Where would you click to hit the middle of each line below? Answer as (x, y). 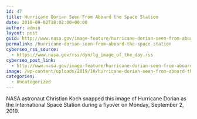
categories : (21, 76)
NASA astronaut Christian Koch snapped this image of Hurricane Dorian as (96, 99)
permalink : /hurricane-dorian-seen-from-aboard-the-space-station (89, 44)
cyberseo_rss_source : (33, 50)
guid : (13, 38)
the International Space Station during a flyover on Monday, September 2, (95, 105)
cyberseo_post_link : (31, 60)
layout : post (22, 33)
